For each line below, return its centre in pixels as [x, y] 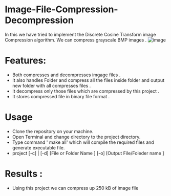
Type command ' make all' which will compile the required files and [83, 142]
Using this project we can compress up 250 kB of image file [75, 188]
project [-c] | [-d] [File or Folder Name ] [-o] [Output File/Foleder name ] [88, 153]
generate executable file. [38, 147]
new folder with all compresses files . [51, 85]
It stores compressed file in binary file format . [61, 96]
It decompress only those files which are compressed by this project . [86, 91]
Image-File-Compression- [61, 9]
